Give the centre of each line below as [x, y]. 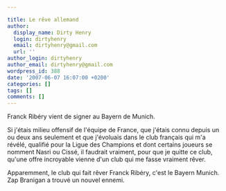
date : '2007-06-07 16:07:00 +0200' [59, 78]
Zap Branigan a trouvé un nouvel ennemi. [66, 180]
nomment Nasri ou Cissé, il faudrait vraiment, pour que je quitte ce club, [110, 152]
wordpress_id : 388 [34, 71]
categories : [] [29, 84]
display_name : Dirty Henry [52, 33]
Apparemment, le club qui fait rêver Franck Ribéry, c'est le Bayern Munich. [113, 173]
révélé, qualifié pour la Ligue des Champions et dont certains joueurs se [110, 145]
